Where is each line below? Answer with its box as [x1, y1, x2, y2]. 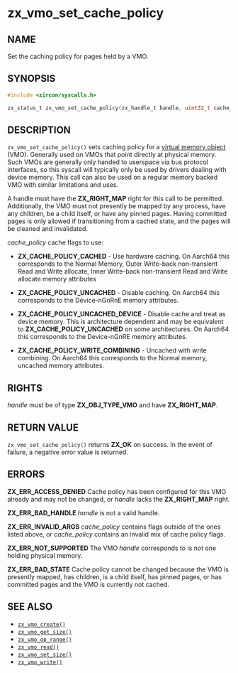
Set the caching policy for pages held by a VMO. [7, 52, 149, 60]
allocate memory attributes [17, 275, 97, 284]
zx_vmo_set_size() [17, 651, 72, 658]
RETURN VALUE [7, 421, 79, 434]
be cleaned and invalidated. [7, 225, 89, 233]
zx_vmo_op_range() [17, 636, 72, 643]
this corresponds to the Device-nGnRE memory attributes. [17, 333, 188, 341]
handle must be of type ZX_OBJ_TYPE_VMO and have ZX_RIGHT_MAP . [7, 401, 218, 409]
